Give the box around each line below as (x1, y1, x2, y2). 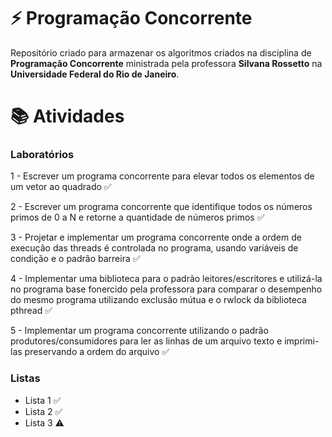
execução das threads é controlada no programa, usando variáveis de (10, 242, 299, 254)
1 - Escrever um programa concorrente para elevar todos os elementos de (10, 170, 315, 182)
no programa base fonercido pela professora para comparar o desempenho (10, 283, 323, 295)
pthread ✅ (10, 305, 53, 317)
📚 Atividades (10, 105, 125, 128)
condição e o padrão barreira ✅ (10, 253, 141, 265)
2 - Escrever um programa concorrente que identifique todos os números (10, 201, 313, 213)
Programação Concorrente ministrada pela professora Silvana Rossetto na (10, 57, 323, 69)
